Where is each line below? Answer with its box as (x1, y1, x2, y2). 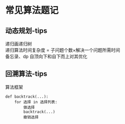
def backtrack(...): (5, 94, 49, 99)
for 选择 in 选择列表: (14, 99, 58, 104)
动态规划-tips (5, 26, 48, 35)
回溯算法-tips (5, 69, 48, 78)
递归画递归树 (5, 41, 32, 47)
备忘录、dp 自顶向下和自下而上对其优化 (5, 54, 88, 59)
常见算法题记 (5, 5, 59, 16)
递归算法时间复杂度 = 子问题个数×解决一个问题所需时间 (5, 47, 120, 53)
